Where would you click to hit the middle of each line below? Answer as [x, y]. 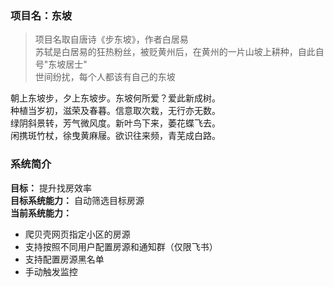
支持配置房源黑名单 [64, 259]
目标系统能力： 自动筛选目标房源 [77, 200]
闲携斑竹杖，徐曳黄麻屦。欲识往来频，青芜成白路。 [115, 136]
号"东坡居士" [61, 64]
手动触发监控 [51, 271]
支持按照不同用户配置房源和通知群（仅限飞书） [121, 246]
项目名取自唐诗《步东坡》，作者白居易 [111, 39]
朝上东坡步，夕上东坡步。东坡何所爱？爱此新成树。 [115, 98]
